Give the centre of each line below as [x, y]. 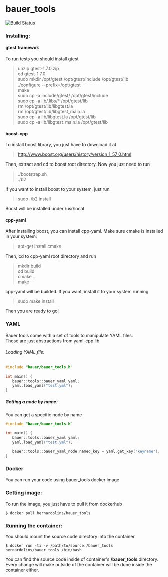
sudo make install [36, 301]
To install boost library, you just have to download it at [61, 145]
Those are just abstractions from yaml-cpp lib [52, 341]
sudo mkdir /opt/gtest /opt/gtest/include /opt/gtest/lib [73, 79]
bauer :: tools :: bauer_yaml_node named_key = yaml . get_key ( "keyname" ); [86, 451]
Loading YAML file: [25, 352]
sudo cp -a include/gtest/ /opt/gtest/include [63, 96]
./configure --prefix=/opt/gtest [49, 85]
